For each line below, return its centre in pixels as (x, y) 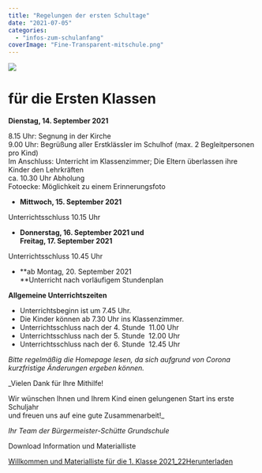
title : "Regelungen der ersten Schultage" (79, 15)
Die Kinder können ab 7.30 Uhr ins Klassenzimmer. (101, 319)
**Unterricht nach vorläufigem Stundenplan (92, 280)
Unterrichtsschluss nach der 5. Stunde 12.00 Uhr (99, 336)
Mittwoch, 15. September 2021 (71, 202)
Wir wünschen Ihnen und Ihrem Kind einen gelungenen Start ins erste (121, 399)
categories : (28, 30)
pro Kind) (23, 153)
